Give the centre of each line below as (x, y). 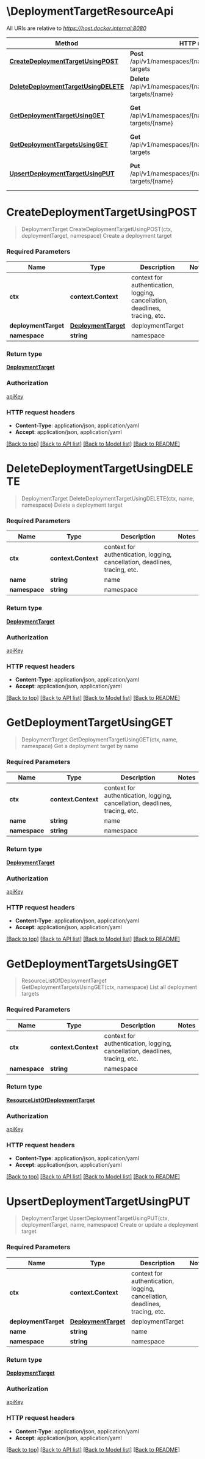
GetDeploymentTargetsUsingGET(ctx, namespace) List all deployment (109, 987)
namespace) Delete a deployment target (72, 505)
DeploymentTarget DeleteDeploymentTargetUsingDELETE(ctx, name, (108, 498)
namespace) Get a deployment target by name (80, 746)
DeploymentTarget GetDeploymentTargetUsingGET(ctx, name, (99, 740)
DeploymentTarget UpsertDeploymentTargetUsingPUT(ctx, (95, 1218)
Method (67, 43)
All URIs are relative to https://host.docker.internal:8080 (76, 28)
